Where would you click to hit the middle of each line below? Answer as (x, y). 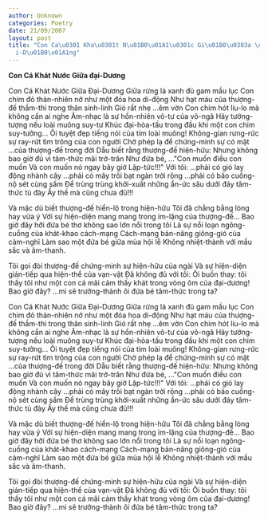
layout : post (30, 38)
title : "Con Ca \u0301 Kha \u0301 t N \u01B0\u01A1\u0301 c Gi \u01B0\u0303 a (130, 45)
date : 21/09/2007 (37, 30)
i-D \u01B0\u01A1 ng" (48, 53)
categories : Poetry (41, 23)
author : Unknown (35, 16)
